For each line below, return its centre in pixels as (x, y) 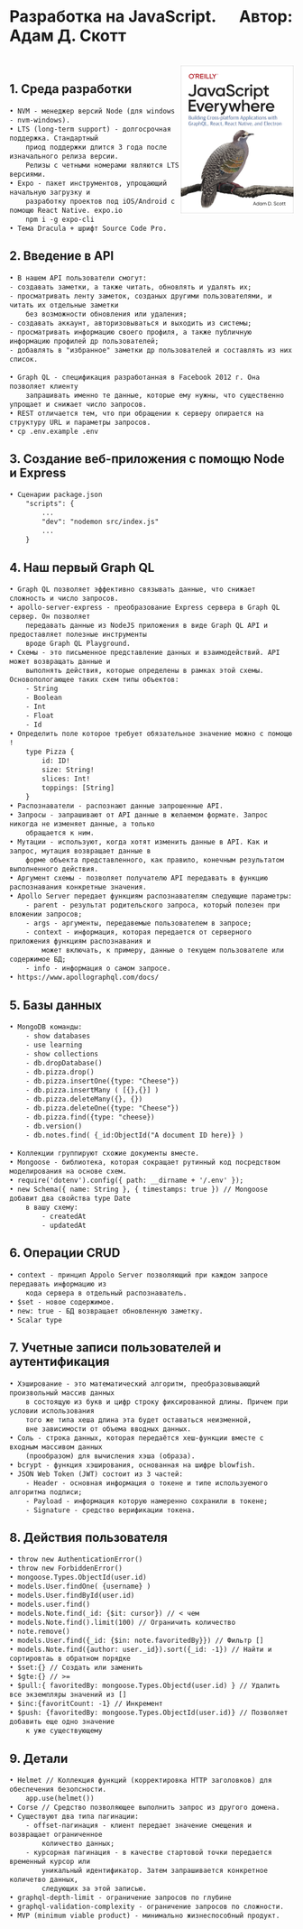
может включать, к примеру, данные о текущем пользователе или (163, 951)
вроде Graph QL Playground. (78, 644)
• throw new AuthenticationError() (76, 1560)
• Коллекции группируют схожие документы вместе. (105, 1153)
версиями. (28, 174)
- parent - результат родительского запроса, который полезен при (153, 905)
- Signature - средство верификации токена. (110, 1510)
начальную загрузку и (50, 192)
